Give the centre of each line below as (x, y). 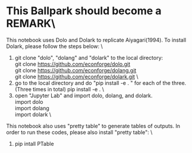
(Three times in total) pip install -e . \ (59, 89)
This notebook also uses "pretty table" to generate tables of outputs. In (93, 126)
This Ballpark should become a (84, 11)
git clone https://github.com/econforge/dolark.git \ (76, 76)
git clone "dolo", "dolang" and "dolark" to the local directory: (89, 58)
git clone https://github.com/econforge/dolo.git (73, 64)
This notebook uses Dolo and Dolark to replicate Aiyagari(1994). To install (96, 40)
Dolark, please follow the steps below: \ (54, 46)
